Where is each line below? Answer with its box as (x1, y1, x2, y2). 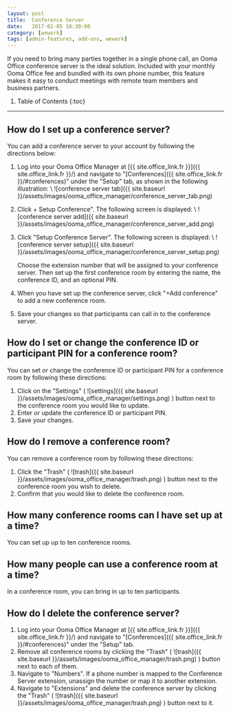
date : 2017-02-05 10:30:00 (7, 23, 91, 30)
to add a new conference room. (16, 296, 107, 304)
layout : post (7, 10, 45, 17)
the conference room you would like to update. (16, 401, 150, 410)
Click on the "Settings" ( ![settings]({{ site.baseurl (16, 386, 158, 395)
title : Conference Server (7, 17, 85, 23)
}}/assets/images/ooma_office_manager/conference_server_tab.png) (16, 191, 213, 200)
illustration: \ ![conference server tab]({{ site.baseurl (16, 184, 165, 193)
